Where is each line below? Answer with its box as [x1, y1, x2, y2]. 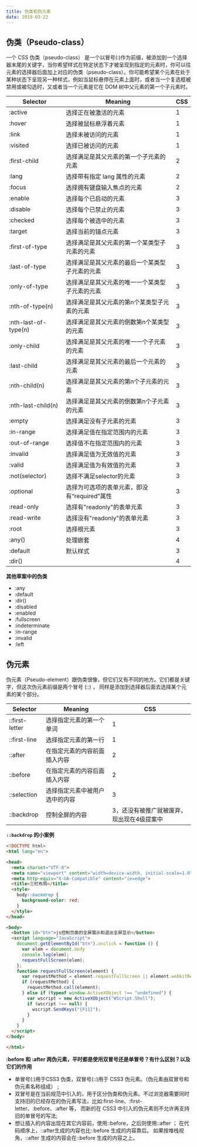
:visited [9, 142, 29, 150]
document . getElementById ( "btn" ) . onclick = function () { [16, 941, 159, 947]
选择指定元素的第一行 [46, 736, 105, 744]
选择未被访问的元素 [66, 130, 119, 139]
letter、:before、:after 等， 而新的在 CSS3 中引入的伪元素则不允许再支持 [14, 1105, 190, 1112]
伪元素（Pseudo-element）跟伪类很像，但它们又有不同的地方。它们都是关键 [6, 676, 191, 683]
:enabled [14, 609, 36, 617]
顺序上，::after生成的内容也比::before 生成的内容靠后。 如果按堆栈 [19, 1126, 179, 1134]
